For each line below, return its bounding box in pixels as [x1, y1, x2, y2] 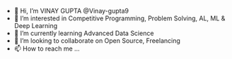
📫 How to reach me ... [13, 44, 80, 53]
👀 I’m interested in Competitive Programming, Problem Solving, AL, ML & [13, 14, 226, 22]
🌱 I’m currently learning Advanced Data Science [13, 29, 154, 37]
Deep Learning [13, 22, 58, 29]
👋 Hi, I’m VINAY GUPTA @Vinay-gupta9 [13, 7, 129, 15]
